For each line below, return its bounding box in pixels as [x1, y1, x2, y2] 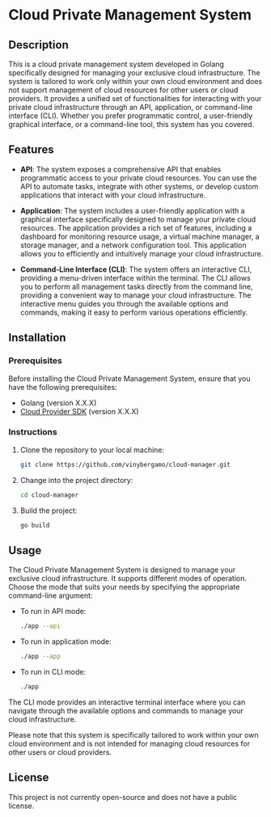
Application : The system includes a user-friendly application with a [19, 205, 245, 215]
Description [8, 38, 69, 52]
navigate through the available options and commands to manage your [8, 705, 244, 715]
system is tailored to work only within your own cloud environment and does [8, 77, 263, 86]
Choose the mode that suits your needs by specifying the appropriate [8, 582, 240, 592]
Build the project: [19, 506, 78, 515]
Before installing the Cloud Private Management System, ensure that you [8, 374, 251, 383]
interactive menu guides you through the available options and [19, 298, 229, 308]
